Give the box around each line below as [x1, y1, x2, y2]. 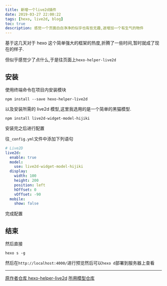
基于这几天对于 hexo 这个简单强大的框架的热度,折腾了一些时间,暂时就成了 [5, 40, 155, 46]
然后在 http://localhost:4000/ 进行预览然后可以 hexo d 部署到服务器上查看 [5, 260, 155, 266]
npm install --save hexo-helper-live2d [5, 96, 88, 102]
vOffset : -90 [14, 192, 41, 197]
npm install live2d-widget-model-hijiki [5, 116, 90, 121]
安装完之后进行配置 [5, 125, 45, 131]
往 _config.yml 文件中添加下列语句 [5, 136, 74, 142]
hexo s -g [5, 251, 26, 256]
